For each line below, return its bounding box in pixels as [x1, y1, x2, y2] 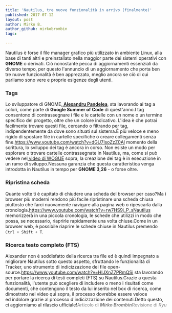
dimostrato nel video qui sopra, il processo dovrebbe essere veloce [5, 291, 147, 297]
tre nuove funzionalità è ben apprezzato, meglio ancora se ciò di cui [5, 71, 148, 77]
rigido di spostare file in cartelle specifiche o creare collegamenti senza [5, 134, 156, 140]
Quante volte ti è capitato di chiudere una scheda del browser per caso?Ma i [5, 190, 166, 197]
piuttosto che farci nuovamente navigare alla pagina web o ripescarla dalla [5, 201, 162, 207]
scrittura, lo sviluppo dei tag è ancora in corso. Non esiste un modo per [5, 145, 156, 151]
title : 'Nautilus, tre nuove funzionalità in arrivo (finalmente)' [5, 7, 153, 13]
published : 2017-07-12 [5, 12, 54, 17]
